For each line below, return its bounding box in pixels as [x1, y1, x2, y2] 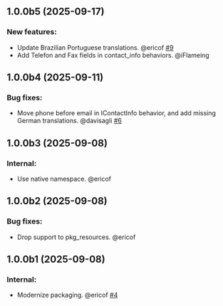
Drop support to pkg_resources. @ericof [16, 233, 136, 241]
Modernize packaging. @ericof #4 [16, 291, 118, 300]
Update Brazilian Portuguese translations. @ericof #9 [16, 43, 174, 52]
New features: [6, 27, 58, 37]
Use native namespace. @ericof [16, 174, 112, 184]
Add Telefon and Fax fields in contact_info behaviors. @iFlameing [16, 51, 209, 59]
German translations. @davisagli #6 [16, 117, 122, 125]
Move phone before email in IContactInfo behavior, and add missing [16, 109, 217, 117]
